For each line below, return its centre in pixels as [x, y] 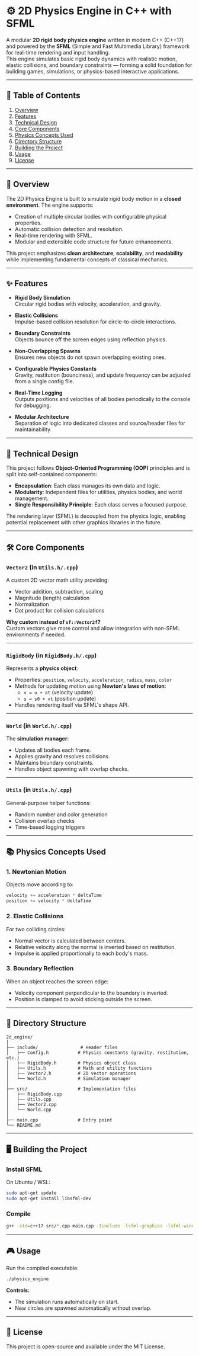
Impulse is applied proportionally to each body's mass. [81, 953]
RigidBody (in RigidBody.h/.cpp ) [52, 655]
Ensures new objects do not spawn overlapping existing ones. [90, 357]
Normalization [32, 604]
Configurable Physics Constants [55, 369]
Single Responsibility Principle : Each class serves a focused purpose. [101, 505]
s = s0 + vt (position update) [60, 699]
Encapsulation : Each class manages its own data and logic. [88, 486]
